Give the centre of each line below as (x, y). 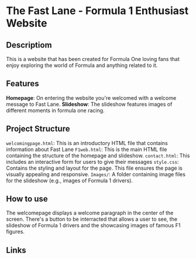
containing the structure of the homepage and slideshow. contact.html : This (98, 155)
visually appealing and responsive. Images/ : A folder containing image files (96, 174)
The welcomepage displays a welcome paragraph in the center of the (90, 213)
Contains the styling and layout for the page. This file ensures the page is (94, 168)
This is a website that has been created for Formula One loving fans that (93, 59)
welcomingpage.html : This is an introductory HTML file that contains (87, 143)
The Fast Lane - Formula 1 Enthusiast (97, 11)
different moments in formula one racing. (55, 110)
